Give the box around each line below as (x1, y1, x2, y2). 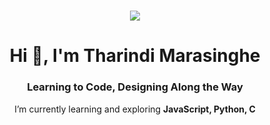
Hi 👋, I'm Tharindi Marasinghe (9, 45, 261, 67)
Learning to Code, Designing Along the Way (26, 80, 244, 94)
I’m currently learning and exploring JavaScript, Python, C (14, 103, 256, 115)
